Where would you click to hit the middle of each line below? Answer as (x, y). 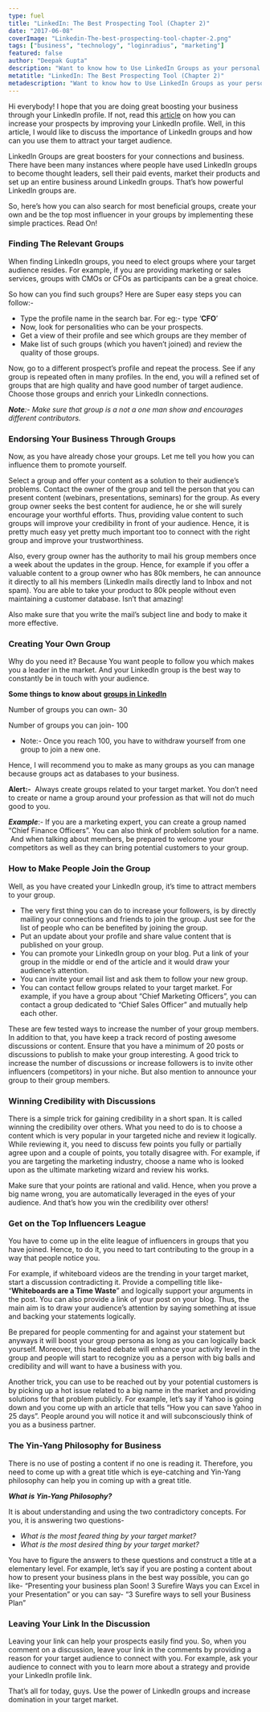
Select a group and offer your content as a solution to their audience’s (124, 481)
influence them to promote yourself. (67, 465)
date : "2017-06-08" (41, 31)
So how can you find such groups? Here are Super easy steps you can (125, 294)
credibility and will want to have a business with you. (95, 1366)
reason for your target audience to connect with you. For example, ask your (133, 1658)
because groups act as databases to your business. (94, 773)
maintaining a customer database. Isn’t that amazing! (96, 599)
